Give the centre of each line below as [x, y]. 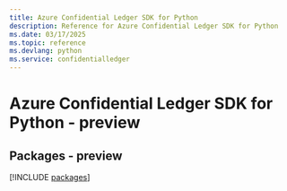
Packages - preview [66, 156]
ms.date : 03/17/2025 [48, 34]
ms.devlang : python [46, 51]
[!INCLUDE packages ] [50, 177]
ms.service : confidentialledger [70, 59]
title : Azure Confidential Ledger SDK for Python [104, 17]
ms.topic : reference [48, 43]
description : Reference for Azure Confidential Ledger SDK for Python [144, 26]
